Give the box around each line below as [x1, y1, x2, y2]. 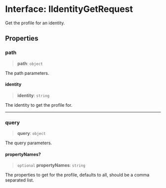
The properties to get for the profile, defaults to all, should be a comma [5, 172, 150, 178]
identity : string [17, 92, 50, 98]
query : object [17, 130, 46, 136]
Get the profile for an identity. [5, 20, 65, 26]
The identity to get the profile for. [5, 102, 73, 108]
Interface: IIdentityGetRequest [5, 3, 133, 15]
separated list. [5, 177, 35, 183]
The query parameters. [5, 140, 52, 146]
